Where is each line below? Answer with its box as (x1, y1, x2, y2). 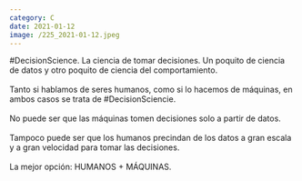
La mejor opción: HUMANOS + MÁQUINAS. (9, 161, 172, 173)
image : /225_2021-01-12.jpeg (9, 30, 120, 39)
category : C (9, 13, 55, 23)
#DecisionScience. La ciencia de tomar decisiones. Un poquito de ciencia (9, 55, 285, 66)
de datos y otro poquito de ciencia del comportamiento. (9, 65, 218, 75)
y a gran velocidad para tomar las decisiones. (9, 142, 180, 153)
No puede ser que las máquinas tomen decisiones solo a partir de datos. (9, 113, 282, 124)
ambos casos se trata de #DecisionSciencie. (9, 94, 176, 105)
